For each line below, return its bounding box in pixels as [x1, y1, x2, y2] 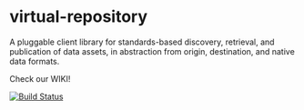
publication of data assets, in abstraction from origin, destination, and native [9, 45, 296, 56]
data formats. [9, 55, 60, 66]
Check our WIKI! [9, 73, 71, 84]
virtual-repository [9, 6, 148, 27]
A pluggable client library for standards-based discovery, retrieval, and [9, 36, 275, 47]
